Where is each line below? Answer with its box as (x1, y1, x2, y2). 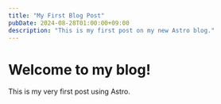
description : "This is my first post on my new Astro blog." (8, 26, 215, 34)
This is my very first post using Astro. (8, 87, 131, 96)
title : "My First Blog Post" (8, 11, 105, 20)
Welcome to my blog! (8, 60, 151, 79)
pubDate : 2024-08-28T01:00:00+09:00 (8, 19, 130, 27)
